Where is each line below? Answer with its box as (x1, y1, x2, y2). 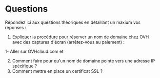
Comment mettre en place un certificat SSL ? (12, 68, 103, 74)
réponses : (5, 24, 27, 30)
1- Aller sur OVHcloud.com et (5, 48, 64, 54)
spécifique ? (12, 63, 37, 69)
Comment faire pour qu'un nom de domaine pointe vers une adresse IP (12, 58, 155, 63)
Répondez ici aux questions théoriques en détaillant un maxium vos (5, 19, 140, 25)
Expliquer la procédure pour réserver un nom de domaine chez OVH (12, 34, 149, 40)
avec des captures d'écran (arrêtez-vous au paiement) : (12, 39, 125, 45)
